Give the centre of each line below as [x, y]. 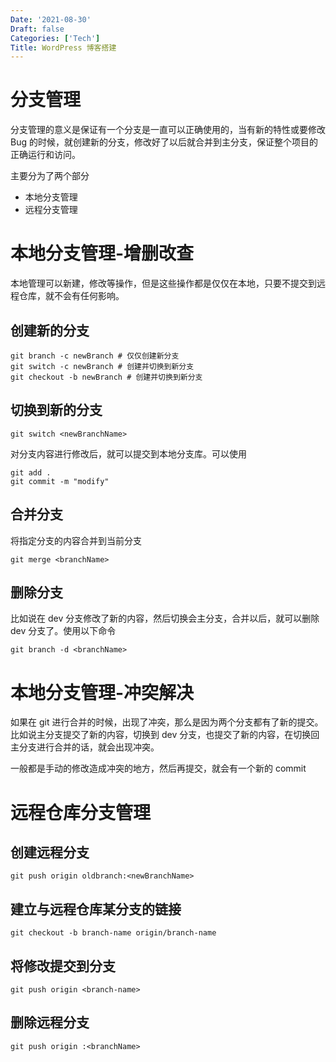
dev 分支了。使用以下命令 [63, 631]
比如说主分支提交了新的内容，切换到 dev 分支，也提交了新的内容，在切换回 [165, 735]
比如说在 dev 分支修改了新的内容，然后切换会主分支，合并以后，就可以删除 [165, 618]
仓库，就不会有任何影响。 [71, 296]
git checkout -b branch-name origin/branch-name [113, 933]
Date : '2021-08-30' [51, 19]
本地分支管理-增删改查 [102, 253]
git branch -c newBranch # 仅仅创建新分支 [95, 356]
